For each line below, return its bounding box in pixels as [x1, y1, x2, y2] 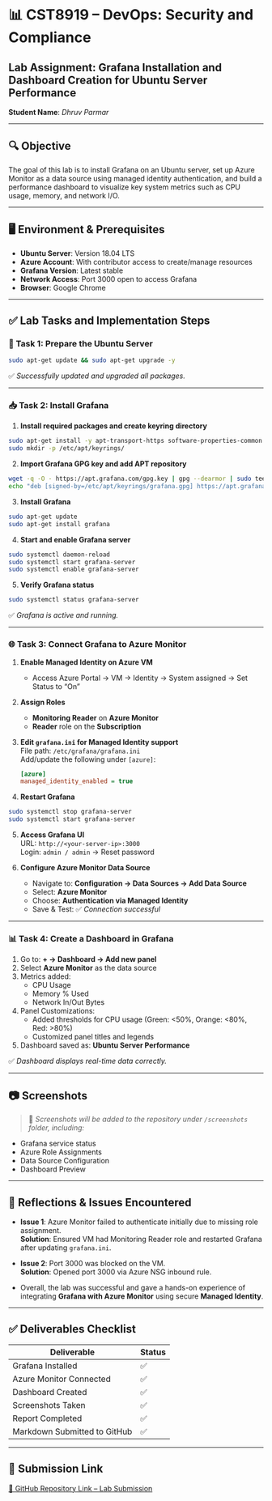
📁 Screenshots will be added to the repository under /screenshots [28, 1114, 249, 1125]
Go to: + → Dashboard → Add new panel [19, 955, 157, 964]
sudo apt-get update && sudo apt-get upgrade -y [8, 356, 176, 364]
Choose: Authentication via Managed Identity [32, 895, 189, 906]
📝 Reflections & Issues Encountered [8, 1195, 192, 1210]
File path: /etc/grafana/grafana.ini [19, 746, 141, 755]
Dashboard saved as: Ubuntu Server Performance [19, 1040, 190, 1050]
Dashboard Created [12, 1386, 87, 1397]
